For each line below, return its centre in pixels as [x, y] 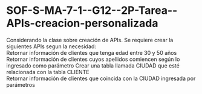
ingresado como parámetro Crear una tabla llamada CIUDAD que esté [93, 65]
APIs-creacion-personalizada [82, 23]
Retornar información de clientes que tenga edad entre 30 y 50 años [92, 52]
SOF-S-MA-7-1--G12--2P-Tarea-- [92, 11]
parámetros [21, 84]
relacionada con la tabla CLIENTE [48, 72]
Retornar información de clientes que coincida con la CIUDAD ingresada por [101, 78]
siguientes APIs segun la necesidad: [51, 46]
